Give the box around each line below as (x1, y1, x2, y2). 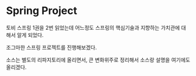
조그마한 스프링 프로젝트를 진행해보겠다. (6, 44, 97, 51)
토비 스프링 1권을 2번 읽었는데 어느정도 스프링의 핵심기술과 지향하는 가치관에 (6, 24, 180, 31)
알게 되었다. (16, 31, 44, 39)
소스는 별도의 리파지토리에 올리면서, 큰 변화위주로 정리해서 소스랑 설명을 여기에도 (6, 56, 191, 63)
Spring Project (6, 4, 77, 18)
